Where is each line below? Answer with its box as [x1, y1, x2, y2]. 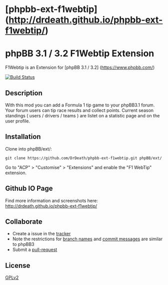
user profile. [5, 118, 30, 124]
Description [5, 89, 42, 97]
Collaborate [5, 217, 42, 226]
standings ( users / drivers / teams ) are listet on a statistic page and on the [5, 112, 160, 118]
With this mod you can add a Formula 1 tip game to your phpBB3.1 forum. [5, 102, 155, 108]
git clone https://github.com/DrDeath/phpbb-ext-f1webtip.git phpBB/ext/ [5, 156, 162, 161]
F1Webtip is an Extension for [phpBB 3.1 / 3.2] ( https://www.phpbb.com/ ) [5, 64, 155, 71]
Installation [5, 132, 41, 141]
